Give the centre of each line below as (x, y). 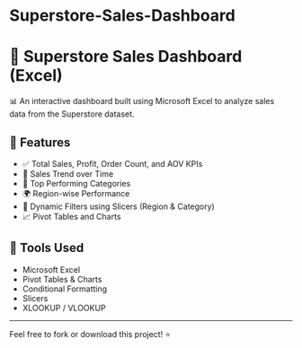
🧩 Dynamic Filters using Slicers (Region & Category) (119, 206)
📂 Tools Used (47, 248)
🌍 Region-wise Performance (76, 193)
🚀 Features (40, 142)
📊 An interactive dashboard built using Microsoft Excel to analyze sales (142, 101)
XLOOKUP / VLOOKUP (64, 308)
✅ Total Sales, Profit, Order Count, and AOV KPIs (112, 163)
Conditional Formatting (65, 289)
